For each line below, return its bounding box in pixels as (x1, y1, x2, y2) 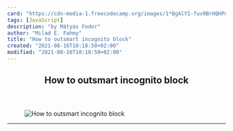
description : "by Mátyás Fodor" (7, 23, 101, 30)
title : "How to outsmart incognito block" (7, 36, 132, 43)
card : (7, 10, 23, 17)
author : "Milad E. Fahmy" (7, 29, 82, 37)
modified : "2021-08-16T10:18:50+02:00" (7, 49, 123, 56)
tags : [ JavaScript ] (7, 17, 64, 24)
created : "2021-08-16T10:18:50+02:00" (7, 42, 119, 49)
